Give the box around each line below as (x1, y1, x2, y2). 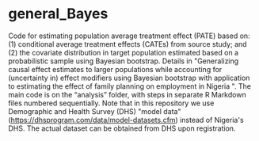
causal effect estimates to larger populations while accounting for (8, 64, 223, 74)
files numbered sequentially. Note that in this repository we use (8, 98, 215, 108)
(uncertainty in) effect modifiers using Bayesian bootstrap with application (8, 73, 250, 82)
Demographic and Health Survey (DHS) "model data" (8, 106, 181, 116)
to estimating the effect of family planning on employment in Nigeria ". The (8, 81, 252, 91)
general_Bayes (8, 5, 109, 23)
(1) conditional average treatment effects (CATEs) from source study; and (8, 39, 247, 48)
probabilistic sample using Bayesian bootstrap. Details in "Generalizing (8, 56, 239, 66)
